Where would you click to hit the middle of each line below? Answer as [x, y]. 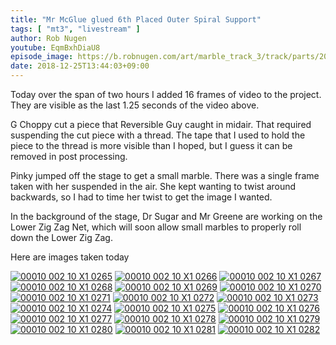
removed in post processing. [69, 156]
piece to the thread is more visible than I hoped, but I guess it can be [151, 145]
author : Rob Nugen [48, 38]
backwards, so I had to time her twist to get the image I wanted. [141, 197]
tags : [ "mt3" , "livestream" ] [75, 29]
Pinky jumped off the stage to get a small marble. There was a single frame [165, 175]
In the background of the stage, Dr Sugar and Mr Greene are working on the [166, 216]
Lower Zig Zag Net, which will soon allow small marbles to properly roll [156, 227]
